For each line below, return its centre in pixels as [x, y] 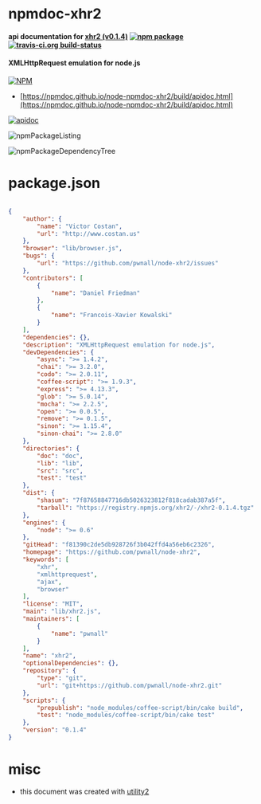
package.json [55, 183]
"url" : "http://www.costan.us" [89, 233]
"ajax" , [49, 582]
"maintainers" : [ [51, 619]
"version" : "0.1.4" [55, 730]
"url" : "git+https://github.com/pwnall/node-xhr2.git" [130, 685]
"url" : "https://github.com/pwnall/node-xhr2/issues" [128, 264]
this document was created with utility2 [84, 791]
